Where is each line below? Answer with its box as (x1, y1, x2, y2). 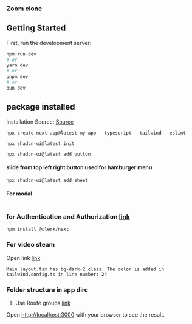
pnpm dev (6, 74, 29, 80)
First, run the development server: (6, 39, 92, 46)
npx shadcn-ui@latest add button (6, 151, 91, 157)
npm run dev (6, 51, 36, 57)
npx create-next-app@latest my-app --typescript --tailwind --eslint (6, 130, 187, 136)
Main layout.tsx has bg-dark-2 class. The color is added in (6, 266, 165, 272)
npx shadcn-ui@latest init (6, 140, 75, 147)
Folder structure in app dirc (6, 285, 88, 294)
